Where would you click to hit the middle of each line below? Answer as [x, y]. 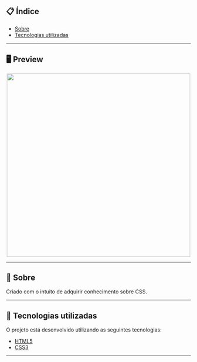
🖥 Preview [25, 60]
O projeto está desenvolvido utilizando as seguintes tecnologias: [84, 330]
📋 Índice [23, 11]
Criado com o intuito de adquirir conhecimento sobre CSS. [77, 292]
